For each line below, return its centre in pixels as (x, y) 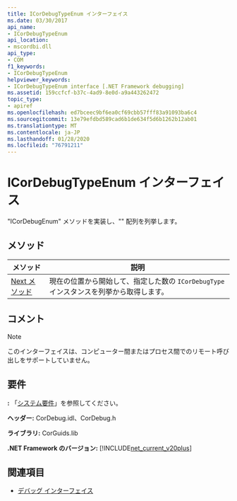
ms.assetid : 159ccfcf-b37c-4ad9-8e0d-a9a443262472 (83, 93)
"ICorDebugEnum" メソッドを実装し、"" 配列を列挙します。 (94, 221)
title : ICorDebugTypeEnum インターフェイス (68, 14)
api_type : (22, 54)
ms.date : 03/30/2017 (38, 21)
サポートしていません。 (60, 360)
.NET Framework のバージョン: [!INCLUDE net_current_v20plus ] (100, 448)
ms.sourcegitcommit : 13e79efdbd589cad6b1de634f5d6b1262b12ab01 (102, 119)
